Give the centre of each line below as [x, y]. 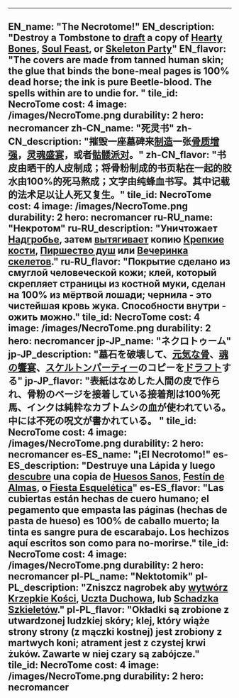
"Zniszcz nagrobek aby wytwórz [155, 588]
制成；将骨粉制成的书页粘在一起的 [148, 168]
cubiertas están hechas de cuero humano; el [109, 499]
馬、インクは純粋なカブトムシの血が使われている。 [119, 408]
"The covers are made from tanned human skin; [116, 60]
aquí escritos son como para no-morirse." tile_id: [118, 543]
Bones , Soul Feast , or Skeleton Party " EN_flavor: [117, 49]
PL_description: [44, 588]
